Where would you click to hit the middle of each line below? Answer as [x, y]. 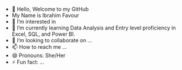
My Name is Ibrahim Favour [45, 15]
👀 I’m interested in [34, 21]
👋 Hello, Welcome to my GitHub [50, 9]
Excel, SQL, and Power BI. [43, 34]
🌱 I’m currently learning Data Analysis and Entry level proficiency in [94, 28]
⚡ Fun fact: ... [28, 62]
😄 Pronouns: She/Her [39, 55]
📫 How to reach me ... [39, 47]
